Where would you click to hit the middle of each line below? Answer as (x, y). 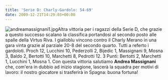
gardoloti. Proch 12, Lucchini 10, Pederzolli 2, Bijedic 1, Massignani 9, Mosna (84, 51)
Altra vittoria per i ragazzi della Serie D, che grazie (110, 29)
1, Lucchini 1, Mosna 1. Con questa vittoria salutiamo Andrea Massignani (81, 61)
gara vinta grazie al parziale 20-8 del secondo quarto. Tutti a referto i (77, 45)
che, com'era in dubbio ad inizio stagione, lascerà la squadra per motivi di (82, 67)
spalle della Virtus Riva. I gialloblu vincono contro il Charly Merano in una (81, 40)
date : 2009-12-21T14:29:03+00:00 (40, 15)
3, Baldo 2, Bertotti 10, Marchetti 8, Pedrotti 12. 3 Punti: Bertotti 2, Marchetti (83, 56)
